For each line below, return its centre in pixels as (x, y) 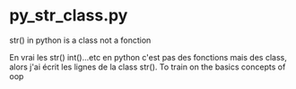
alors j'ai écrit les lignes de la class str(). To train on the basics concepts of (148, 67)
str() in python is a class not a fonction (80, 40)
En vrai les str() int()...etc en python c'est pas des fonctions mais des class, (148, 57)
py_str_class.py (69, 16)
